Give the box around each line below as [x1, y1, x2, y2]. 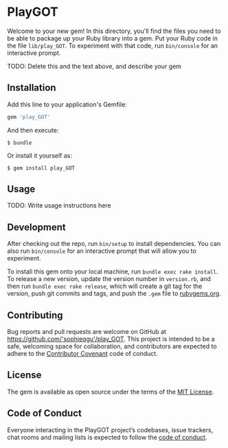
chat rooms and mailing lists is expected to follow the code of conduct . [7, 433, 207, 441]
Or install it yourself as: [7, 151, 72, 159]
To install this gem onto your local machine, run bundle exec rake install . [7, 267, 218, 276]
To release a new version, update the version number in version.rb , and [7, 275, 212, 283]
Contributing [7, 309, 63, 321]
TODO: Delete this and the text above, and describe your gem [7, 62, 182, 70]
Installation [7, 82, 56, 93]
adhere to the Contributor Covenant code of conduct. [7, 350, 158, 358]
